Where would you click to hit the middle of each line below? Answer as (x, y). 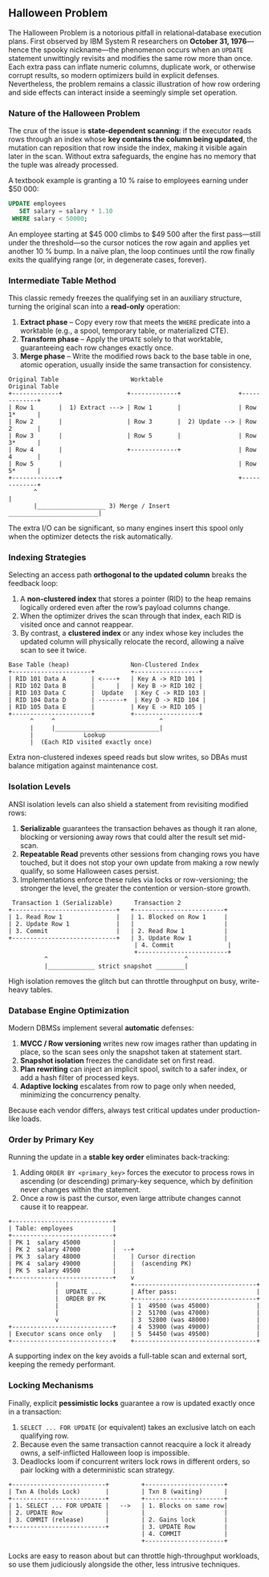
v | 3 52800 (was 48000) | (158, 1320)
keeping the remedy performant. (62, 1365)
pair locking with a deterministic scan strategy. (97, 1469)
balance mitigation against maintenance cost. (84, 766)
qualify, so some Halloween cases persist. (90, 870)
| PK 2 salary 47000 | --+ (71, 1250)
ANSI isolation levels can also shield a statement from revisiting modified (128, 804)
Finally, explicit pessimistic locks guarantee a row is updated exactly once (132, 1403)
